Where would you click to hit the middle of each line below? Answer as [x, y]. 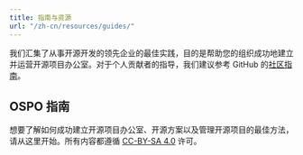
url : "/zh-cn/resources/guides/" [72, 26]
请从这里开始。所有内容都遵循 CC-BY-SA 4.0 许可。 [106, 141]
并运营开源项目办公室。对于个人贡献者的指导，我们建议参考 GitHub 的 [139, 64]
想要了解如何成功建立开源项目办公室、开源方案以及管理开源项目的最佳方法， [151, 130]
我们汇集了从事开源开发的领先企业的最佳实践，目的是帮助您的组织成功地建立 [151, 53]
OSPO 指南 [40, 106]
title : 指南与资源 [41, 18]
